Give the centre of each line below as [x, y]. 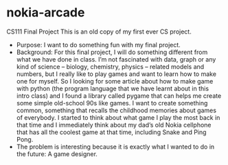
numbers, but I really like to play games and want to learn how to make [116, 74]
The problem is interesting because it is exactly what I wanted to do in [115, 147]
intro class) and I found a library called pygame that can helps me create [119, 96]
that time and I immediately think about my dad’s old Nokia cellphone [114, 125]
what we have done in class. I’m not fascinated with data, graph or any [116, 59]
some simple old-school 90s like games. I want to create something [112, 103]
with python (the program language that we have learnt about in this [113, 88]
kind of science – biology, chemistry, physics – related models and [110, 66]
